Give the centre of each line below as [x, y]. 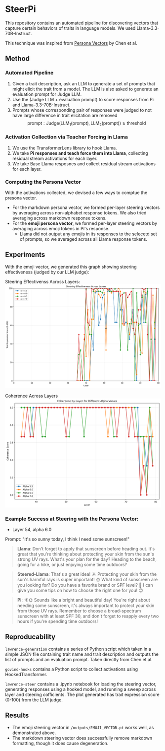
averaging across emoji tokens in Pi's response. [61, 229]
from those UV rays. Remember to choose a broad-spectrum [79, 611]
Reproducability [30, 637]
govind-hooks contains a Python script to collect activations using [72, 669]
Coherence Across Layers [32, 396]
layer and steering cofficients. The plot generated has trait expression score [82, 694]
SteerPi [21, 9]
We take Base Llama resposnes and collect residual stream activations [84, 164]
